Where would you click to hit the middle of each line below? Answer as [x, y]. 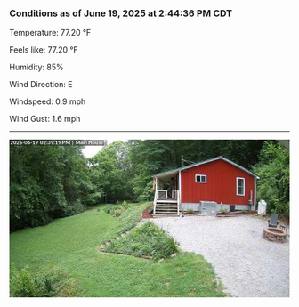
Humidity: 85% [36, 67]
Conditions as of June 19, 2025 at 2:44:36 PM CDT [121, 13]
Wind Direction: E [41, 85]
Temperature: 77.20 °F [50, 33]
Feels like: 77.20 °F [44, 50]
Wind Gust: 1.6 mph [45, 119]
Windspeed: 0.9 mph [48, 101]
